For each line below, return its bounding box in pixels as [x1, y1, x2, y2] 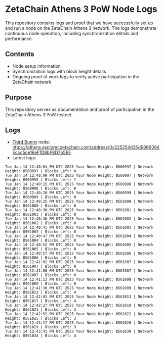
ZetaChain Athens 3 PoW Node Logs [5, 3, 158, 15]
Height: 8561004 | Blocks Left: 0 [5, 238, 77, 243]
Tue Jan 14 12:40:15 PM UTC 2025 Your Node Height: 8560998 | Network [5, 182, 154, 187]
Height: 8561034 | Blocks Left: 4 [5, 333, 77, 339]
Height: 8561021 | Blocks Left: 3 [5, 307, 77, 312]
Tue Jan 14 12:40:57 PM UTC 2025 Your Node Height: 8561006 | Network [5, 251, 154, 256]
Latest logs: [12, 155, 36, 161]
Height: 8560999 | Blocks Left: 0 [5, 195, 77, 200]
